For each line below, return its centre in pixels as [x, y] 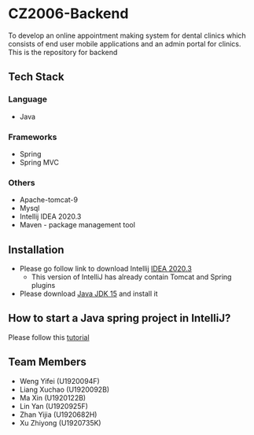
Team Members [47, 362]
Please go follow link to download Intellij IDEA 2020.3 [106, 269]
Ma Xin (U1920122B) [53, 397]
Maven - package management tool [77, 225]
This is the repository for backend [63, 52]
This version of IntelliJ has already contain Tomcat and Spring [131, 277]
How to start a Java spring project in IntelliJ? [120, 318]
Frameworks [33, 137]
